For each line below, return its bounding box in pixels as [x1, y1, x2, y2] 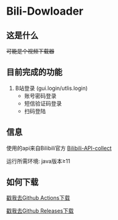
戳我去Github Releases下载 [6, 207, 74, 215]
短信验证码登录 [24, 100, 62, 107]
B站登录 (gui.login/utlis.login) [15, 84, 88, 92]
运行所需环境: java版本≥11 [6, 157, 71, 164]
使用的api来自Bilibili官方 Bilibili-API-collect [6, 144, 112, 152]
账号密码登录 [24, 92, 57, 99]
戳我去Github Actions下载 [6, 194, 71, 202]
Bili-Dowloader [6, 4, 84, 18]
